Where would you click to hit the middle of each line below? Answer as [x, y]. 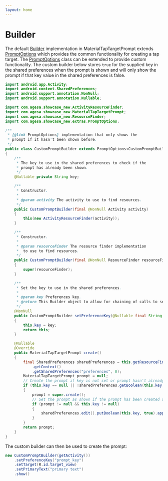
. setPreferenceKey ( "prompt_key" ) [49, 460]
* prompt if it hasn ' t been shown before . [52, 140]
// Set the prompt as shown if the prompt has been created [96, 399]
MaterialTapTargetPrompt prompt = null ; [66, 376]
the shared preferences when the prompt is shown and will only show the [81, 70]
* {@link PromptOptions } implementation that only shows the [72, 135]
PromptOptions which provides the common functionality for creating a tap [82, 54]
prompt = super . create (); [59, 395]
